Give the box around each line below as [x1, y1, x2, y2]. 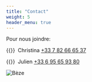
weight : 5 [6, 14, 31, 20]
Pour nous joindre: [6, 36, 51, 43]
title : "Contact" [6, 8, 49, 15]
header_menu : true [6, 19, 51, 25]
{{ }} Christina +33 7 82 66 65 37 [6, 47, 87, 54]
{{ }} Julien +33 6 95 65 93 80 [6, 58, 80, 65]
